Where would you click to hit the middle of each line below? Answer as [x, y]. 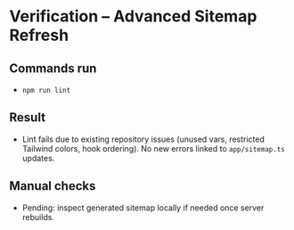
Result [28, 118]
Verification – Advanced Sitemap [133, 16]
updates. [38, 158]
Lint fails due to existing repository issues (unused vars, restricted [143, 139]
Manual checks [53, 186]
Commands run [53, 68]
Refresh [39, 35]
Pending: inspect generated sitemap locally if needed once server [143, 208]
